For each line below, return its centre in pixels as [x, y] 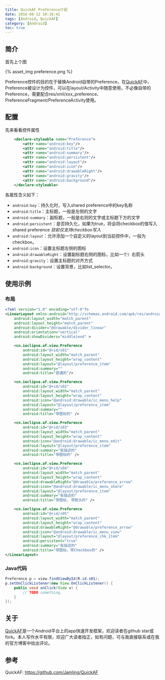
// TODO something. [43, 593]
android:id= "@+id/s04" [46, 468]
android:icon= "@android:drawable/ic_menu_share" [73, 486]
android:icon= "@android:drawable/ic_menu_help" [72, 400]
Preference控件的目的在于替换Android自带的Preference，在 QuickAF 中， [79, 82]
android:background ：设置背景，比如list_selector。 [64, 267]
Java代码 [16, 568]
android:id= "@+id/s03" [46, 427]
